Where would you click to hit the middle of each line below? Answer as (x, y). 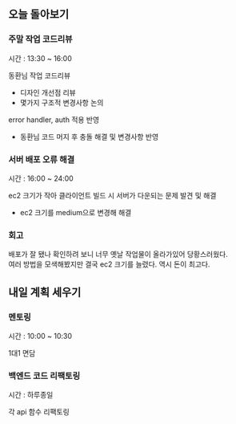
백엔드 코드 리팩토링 (44, 376)
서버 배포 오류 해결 (42, 159)
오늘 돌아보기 (39, 14)
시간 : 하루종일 (31, 395)
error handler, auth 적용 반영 (54, 120)
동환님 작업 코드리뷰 (39, 75)
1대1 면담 (22, 353)
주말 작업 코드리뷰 (41, 39)
